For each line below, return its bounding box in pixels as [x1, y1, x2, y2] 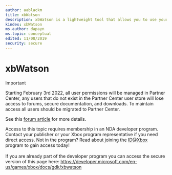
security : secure [5, 41, 42, 46]
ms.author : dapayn [5, 27, 45, 32]
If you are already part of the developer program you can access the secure [5, 153, 165, 159]
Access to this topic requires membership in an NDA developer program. [5, 126, 159, 132]
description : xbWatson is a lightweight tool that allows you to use [5, 17, 157, 22]
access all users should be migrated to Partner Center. [5, 106, 120, 112]
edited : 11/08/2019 [5, 36, 47, 41]
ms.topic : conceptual [5, 31, 52, 36]
